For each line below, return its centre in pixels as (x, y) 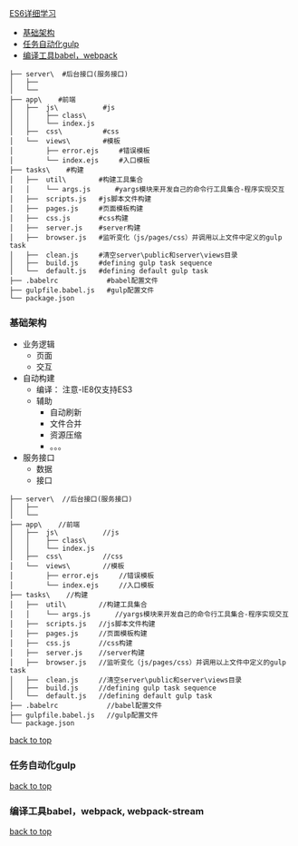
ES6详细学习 (33, 13)
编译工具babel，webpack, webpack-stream (107, 811)
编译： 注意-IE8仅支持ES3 (84, 389)
